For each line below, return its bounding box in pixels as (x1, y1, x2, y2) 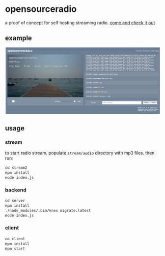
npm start (5, 246, 26, 251)
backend (5, 186, 27, 193)
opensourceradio (5, 3, 77, 15)
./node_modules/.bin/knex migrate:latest (5, 208, 91, 213)
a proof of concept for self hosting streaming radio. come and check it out (5, 20, 155, 26)
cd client (5, 236, 26, 241)
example (5, 34, 32, 42)
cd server (5, 198, 26, 203)
